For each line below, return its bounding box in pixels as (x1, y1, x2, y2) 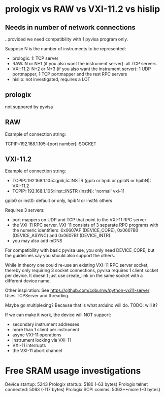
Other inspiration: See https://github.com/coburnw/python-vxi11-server (5, 287, 150, 293)
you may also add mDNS (12, 238, 63, 244)
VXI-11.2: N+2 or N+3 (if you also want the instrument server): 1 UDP (12, 66, 151, 72)
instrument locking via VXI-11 (12, 337, 71, 343)
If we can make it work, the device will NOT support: (5, 312, 112, 318)
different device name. (5, 278, 51, 284)
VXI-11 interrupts (12, 342, 46, 349)
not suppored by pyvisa (5, 104, 53, 110)
